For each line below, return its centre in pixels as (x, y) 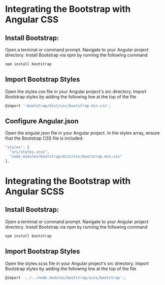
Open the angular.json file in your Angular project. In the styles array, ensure (82, 133)
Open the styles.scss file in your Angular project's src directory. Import (77, 263)
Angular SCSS (35, 192)
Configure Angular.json (42, 121)
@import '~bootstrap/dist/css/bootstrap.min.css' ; (58, 106)
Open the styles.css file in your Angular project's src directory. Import (76, 91)
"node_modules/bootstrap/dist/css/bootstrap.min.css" (66, 157)
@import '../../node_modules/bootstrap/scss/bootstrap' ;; (66, 278)
